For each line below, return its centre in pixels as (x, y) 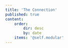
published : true (22, 14)
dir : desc (33, 28)
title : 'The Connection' (31, 10)
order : (21, 24)
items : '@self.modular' (39, 38)
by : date (32, 33)
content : (14, 19)
